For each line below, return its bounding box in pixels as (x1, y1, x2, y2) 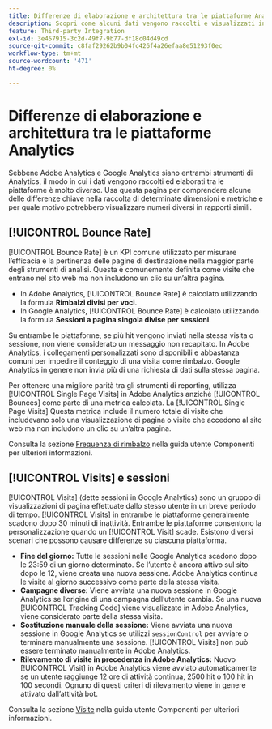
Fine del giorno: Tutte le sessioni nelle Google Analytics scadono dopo (19, 552, 257, 561)
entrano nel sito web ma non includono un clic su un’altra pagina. (8, 273, 225, 283)
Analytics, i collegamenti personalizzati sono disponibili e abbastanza (8, 347, 240, 357)
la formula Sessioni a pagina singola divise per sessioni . (19, 314, 212, 324)
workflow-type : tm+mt (8, 49, 82, 58)
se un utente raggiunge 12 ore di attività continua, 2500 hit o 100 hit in (19, 671, 253, 681)
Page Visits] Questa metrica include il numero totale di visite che (8, 406, 223, 416)
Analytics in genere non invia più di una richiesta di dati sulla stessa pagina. (8, 364, 261, 374)
